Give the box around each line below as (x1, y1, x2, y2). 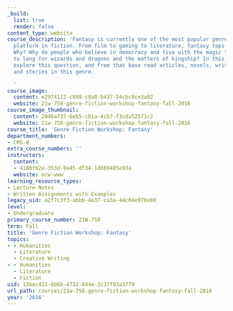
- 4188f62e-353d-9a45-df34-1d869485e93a (13, 165, 132, 171)
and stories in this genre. (13, 68, 95, 75)
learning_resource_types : (7, 178, 82, 185)
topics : (7, 235, 30, 243)
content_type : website (7, 29, 73, 37)
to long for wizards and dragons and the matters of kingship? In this (13, 56, 225, 62)
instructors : (7, 152, 45, 159)
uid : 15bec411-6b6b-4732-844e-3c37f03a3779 (7, 280, 135, 288)
